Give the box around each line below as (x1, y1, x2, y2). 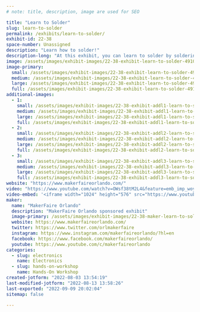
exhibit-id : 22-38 (6, 36, 52, 42)
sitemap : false (6, 291, 44, 297)
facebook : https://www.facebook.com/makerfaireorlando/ (11, 236, 153, 242)
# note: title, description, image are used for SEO (6, 8, 140, 15)
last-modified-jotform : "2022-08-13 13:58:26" (6, 280, 124, 286)
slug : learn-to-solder (6, 25, 62, 31)
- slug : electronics (11, 252, 62, 258)
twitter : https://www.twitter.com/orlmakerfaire (11, 225, 135, 231)
